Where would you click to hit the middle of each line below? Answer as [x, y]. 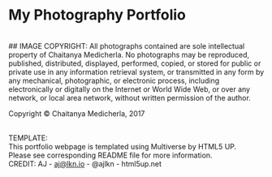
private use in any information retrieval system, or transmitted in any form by [136, 71]
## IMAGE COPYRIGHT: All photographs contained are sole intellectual [127, 45]
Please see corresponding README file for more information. [110, 155]
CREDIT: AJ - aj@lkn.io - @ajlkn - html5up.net [85, 163]
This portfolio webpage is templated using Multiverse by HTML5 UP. [123, 146]
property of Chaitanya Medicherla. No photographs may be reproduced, [129, 54]
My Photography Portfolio [97, 15]
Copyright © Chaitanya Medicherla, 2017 [77, 113]
